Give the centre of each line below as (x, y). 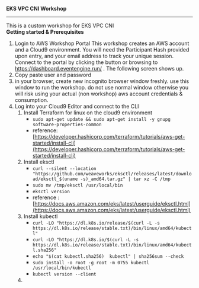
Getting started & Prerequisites (45, 32)
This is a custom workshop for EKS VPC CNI (60, 25)
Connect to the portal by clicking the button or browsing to (86, 62)
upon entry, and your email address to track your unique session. (94, 56)
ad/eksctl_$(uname (55, 179)
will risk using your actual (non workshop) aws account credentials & (99, 94)
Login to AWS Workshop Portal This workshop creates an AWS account (102, 43)
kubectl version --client (64, 274)
